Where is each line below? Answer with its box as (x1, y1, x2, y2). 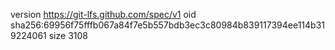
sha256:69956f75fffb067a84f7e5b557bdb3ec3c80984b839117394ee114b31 (10, 19, 326, 31)
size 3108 (48, 30, 88, 41)
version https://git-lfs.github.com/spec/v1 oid (10, 9, 197, 20)
